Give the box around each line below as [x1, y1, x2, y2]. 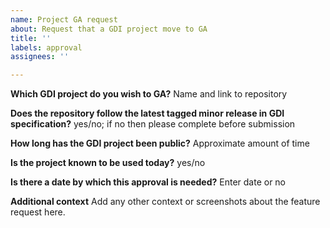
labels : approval [10, 42, 83, 53]
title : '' [10, 33, 52, 43]
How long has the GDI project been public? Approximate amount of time [10, 137, 310, 150]
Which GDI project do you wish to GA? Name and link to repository [10, 88, 288, 100]
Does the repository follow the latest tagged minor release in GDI [10, 107, 285, 120]
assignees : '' [10, 52, 70, 62]
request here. [10, 206, 66, 218]
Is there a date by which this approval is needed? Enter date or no [10, 176, 287, 188]
